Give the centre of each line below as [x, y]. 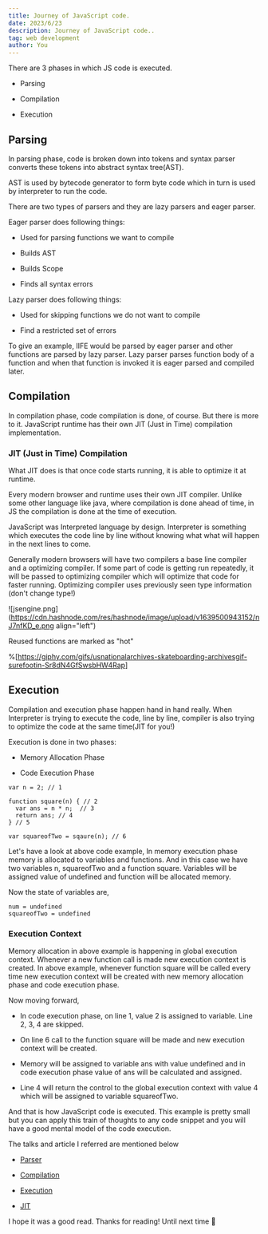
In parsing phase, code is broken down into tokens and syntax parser [122, 158]
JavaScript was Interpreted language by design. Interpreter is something [127, 527]
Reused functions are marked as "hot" [71, 641]
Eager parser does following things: [67, 222]
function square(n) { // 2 [53, 801]
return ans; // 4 [44, 815]
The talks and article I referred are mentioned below [94, 1144]
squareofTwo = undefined [49, 914]
